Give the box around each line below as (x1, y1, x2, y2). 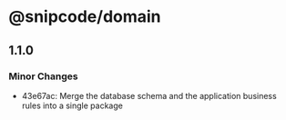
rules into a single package (21, 100, 124, 111)
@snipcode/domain (8, 6, 161, 27)
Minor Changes (8, 70, 78, 83)
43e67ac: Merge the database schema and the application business (21, 90, 277, 101)
